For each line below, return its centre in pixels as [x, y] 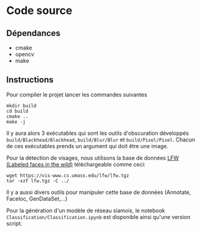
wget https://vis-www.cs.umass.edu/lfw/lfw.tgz [68, 175]
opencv [25, 54]
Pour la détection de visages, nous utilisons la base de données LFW [93, 158]
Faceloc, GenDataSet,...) [37, 198]
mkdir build [21, 106]
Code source [40, 11]
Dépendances [33, 33]
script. [14, 223]
